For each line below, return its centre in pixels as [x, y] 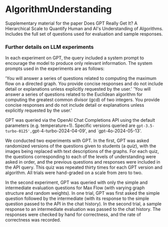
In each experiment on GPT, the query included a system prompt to [75, 58]
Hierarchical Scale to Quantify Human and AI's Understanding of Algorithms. [84, 28]
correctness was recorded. [33, 220]
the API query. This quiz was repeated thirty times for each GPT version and [84, 168]
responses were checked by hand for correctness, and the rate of [73, 214]
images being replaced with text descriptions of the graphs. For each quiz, [82, 152]
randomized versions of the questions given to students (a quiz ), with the [81, 146]
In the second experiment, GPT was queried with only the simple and [76, 183]
